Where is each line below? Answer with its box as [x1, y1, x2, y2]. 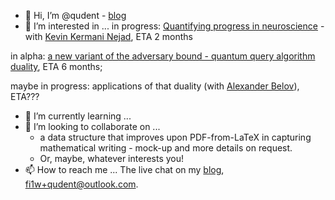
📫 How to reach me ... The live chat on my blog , [24, 164, 225, 175]
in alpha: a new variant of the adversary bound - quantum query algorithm [10, 50, 316, 62]
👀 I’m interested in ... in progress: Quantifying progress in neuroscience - [24, 20, 325, 32]
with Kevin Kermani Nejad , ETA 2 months [24, 31, 193, 42]
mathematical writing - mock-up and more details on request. [39, 142, 293, 154]
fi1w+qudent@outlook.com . [24, 178, 139, 190]
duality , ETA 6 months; [10, 61, 103, 72]
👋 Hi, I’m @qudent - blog [24, 10, 127, 21]
